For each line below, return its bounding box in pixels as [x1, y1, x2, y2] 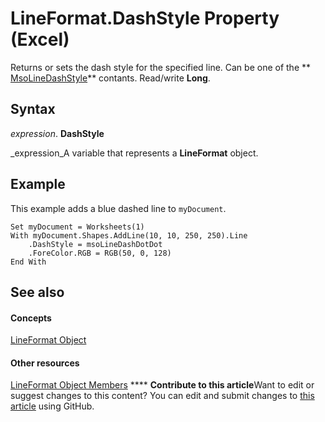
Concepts [10, 312, 52, 324]
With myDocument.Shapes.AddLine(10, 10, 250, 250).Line [10, 230, 248, 241]
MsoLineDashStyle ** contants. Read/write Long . [10, 72, 211, 84]
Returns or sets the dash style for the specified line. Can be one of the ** [10, 61, 312, 73]
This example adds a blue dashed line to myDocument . [10, 202, 227, 214]
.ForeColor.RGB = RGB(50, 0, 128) [28, 248, 172, 258]
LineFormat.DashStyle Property [10, 7, 280, 30]
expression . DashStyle [10, 127, 105, 139]
